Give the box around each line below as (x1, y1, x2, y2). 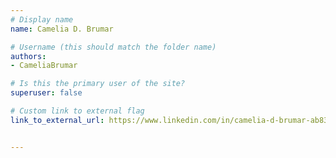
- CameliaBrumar (10, 61, 78, 71)
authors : (10, 51, 47, 61)
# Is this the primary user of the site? (10, 79, 186, 89)
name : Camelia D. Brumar (10, 24, 114, 34)
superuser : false (10, 88, 83, 98)
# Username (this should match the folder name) (10, 42, 217, 52)
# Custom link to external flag (10, 106, 145, 116)
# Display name (10, 14, 74, 25)
